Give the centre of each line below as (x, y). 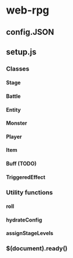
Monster (17, 123)
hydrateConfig (24, 220)
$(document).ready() (37, 249)
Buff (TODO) (21, 164)
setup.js (21, 52)
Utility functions (29, 192)
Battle (13, 96)
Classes (18, 68)
